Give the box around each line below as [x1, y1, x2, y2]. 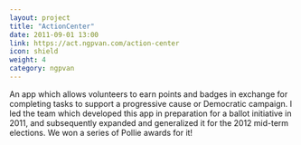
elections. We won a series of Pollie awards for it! [9, 127, 193, 138]
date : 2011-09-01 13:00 [9, 30, 99, 39]
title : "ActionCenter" [9, 22, 95, 31]
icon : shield [9, 47, 59, 56]
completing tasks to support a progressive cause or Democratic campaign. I [9, 98, 293, 109]
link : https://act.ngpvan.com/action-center [9, 38, 180, 48]
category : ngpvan [9, 64, 75, 73]
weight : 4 [9, 55, 47, 64]
